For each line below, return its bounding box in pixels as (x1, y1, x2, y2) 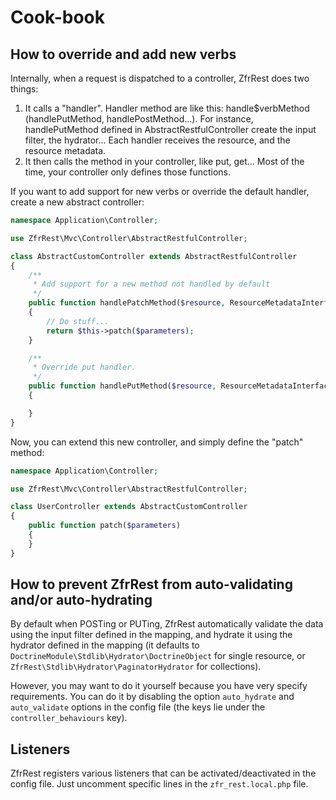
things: (10, 83, 39, 95)
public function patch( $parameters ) (28, 521, 182, 531)
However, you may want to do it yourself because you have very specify (10, 680, 308, 692)
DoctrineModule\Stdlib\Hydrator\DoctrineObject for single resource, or (10, 650, 306, 662)
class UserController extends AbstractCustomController (10, 502, 248, 512)
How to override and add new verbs (10, 46, 237, 63)
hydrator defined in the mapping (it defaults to (10, 639, 200, 651)
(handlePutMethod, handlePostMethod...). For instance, (24, 113, 254, 125)
